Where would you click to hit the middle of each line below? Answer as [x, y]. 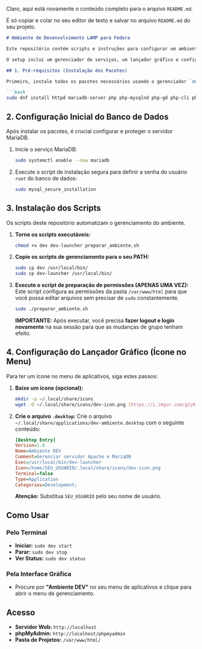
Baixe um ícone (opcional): [49, 388]
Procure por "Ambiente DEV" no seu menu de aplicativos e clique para [103, 587]
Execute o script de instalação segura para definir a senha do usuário [101, 172]
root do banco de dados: [46, 178]
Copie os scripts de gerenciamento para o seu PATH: [82, 257]
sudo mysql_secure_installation [55, 189]
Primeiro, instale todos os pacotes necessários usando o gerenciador [96, 81]
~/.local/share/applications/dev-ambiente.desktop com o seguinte [99, 422]
